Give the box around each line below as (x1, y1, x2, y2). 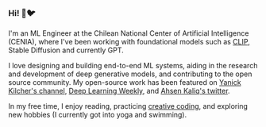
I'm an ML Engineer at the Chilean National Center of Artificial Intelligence (8, 29, 249, 38)
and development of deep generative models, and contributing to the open (8, 69, 253, 79)
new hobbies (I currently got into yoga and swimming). (8, 110, 187, 120)
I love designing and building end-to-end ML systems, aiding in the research (8, 61, 258, 71)
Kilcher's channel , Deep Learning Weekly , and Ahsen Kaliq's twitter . (8, 87, 230, 96)
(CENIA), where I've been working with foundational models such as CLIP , (8, 37, 250, 47)
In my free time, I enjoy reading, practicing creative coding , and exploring (8, 102, 249, 111)
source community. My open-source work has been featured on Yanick (8, 78, 241, 87)
